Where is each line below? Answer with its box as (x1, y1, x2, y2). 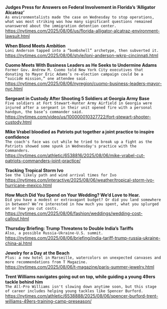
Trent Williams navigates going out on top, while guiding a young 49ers (5, 274, 156, 280)
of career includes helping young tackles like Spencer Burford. (5, 289, 143, 294)
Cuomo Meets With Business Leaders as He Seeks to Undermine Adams (5, 62, 157, 68)
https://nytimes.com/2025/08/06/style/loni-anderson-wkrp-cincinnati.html (5, 52, 159, 58)
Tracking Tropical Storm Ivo (5, 167, 64, 173)
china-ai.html (5, 240, 32, 246)
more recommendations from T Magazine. (5, 260, 88, 265)
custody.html (5, 119, 32, 125)
